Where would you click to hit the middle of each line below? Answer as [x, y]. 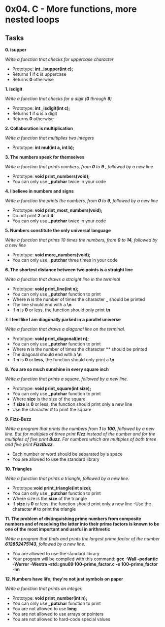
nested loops [32, 20]
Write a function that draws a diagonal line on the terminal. [65, 329]
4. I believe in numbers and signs [39, 191]
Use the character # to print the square [52, 410]
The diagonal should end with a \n [47, 354]
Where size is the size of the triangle [49, 499]
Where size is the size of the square [49, 399]
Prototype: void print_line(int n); [45, 289]
